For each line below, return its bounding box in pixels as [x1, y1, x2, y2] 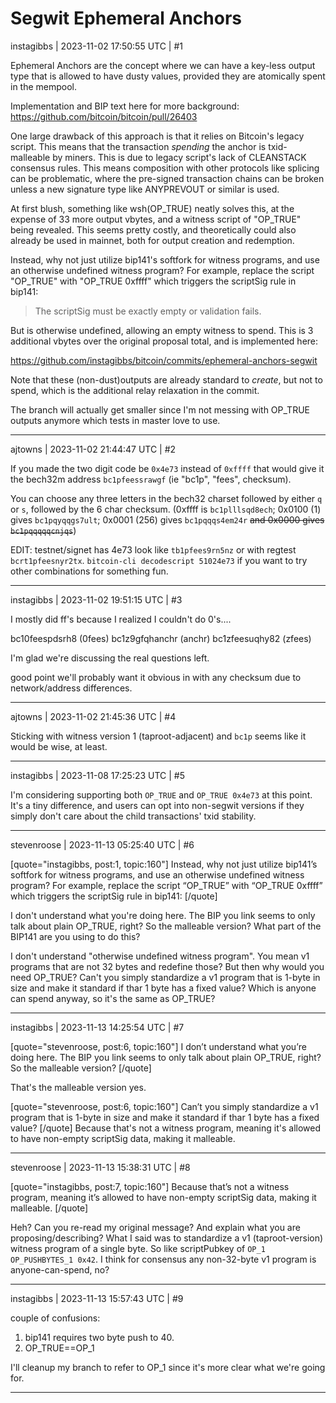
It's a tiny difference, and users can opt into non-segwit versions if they [10, 799, 305, 811]
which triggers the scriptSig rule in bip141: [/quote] [10, 890, 218, 902]
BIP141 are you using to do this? [10, 930, 141, 942]
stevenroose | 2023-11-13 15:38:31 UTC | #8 [10, 1161, 191, 1173]
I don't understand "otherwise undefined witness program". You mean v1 [10, 950, 310, 962]
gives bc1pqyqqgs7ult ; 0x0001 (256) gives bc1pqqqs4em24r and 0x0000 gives [10, 513, 325, 526]
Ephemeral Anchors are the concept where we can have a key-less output [10, 59, 316, 71]
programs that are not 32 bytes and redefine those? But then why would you [10, 960, 325, 972]
